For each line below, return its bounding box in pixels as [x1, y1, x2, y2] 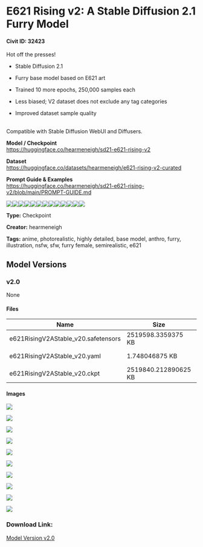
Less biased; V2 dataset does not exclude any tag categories [14, 98, 167, 105]
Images [6, 390, 25, 397]
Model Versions [6, 259, 67, 270]
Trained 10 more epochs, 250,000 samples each [14, 86, 136, 93]
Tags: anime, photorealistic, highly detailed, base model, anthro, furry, [6, 235, 181, 243]
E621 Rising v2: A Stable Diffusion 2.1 [6, 4, 196, 18]
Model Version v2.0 [6, 534, 55, 542]
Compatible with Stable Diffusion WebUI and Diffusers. [6, 128, 143, 135]
